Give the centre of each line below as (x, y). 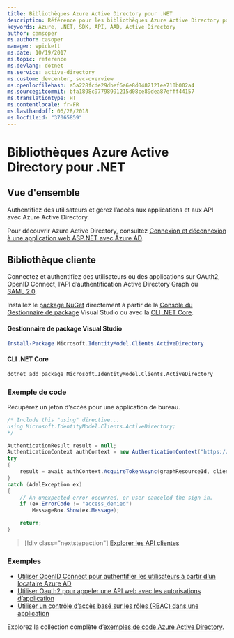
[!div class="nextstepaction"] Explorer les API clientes (102, 543)
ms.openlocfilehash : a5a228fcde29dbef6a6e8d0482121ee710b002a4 (101, 85)
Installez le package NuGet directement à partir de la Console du (100, 305)
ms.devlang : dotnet (36, 66)
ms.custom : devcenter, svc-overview (60, 79)
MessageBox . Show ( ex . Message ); (76, 511)
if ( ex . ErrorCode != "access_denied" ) (76, 504)
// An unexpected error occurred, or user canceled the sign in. (117, 498)
